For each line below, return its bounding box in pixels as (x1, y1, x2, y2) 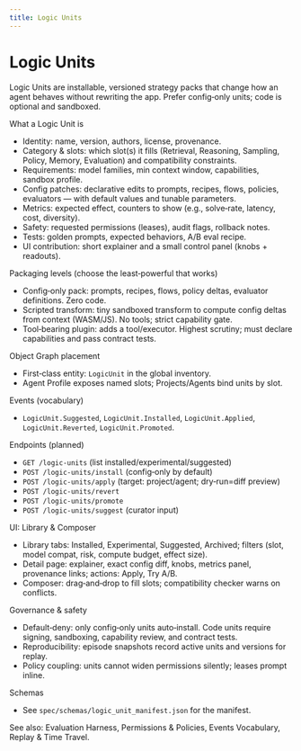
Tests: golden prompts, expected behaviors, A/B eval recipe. (22, 231, 247, 242)
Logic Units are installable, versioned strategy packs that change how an (9, 82, 279, 93)
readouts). (22, 250, 61, 261)
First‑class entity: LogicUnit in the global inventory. (22, 368, 212, 379)
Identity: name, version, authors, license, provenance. (22, 136, 222, 147)
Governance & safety (9, 604, 88, 615)
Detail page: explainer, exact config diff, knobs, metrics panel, (22, 559, 252, 569)
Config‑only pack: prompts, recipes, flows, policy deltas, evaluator (22, 285, 269, 296)
